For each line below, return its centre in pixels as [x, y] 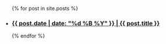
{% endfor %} [28, 36]
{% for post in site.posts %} [45, 8]
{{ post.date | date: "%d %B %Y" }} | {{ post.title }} [86, 23]
